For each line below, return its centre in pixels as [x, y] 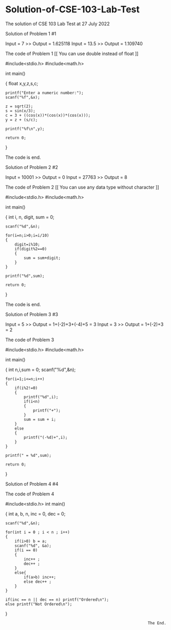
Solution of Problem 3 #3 [32, 314]
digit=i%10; [27, 244]
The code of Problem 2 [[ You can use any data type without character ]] [82, 187]
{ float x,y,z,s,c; [22, 83]
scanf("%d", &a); [33, 546]
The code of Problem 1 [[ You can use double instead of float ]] [72, 53]
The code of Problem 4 [30, 494]
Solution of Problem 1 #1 [31, 33]
